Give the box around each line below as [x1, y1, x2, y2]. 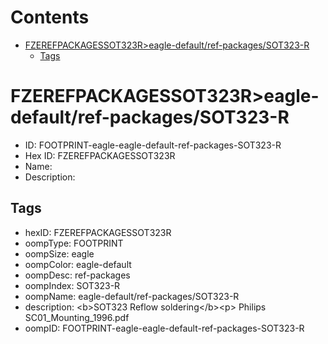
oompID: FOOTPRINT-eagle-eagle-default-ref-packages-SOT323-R [24, 322, 305, 334]
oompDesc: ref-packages [24, 269, 131, 281]
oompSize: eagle [24, 247, 95, 260]
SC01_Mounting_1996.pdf [24, 311, 130, 323]
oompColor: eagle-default [24, 258, 132, 270]
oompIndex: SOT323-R [24, 279, 121, 291]
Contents [10, 6, 90, 29]
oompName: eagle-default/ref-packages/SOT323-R [24, 290, 240, 302]
